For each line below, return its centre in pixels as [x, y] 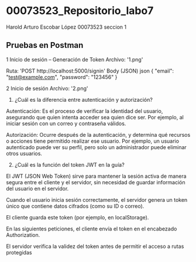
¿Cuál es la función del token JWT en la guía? [69, 164]
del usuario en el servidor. [37, 188]
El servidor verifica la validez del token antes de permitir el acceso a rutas [95, 246]
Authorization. [23, 235]
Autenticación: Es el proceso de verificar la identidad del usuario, [85, 111]
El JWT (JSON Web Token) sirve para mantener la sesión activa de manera [96, 176]
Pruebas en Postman [45, 45]
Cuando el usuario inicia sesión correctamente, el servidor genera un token [97, 199]
